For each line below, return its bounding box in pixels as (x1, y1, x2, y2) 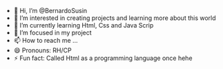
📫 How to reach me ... (13, 37, 78, 44)
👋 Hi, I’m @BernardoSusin (13, 7, 88, 14)
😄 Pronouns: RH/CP (13, 46, 72, 55)
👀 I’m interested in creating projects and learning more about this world (13, 14, 216, 22)
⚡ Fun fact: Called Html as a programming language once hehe (13, 54, 193, 62)
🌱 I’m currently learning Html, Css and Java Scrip (13, 21, 154, 29)
